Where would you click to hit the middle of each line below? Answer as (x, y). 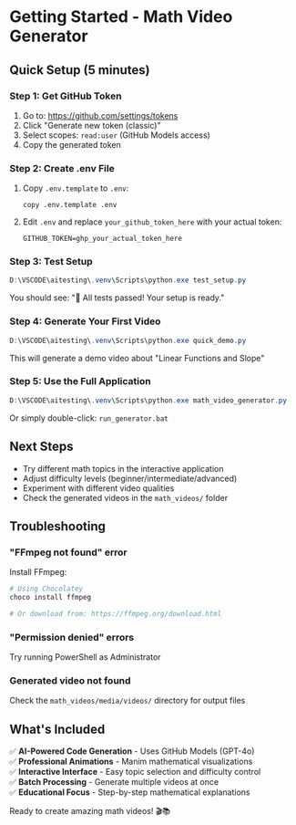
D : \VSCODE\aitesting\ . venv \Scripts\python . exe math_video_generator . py (148, 400)
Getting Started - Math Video (121, 17)
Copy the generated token (71, 144)
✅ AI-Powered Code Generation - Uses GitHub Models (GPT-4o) (132, 751)
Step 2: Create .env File (62, 168)
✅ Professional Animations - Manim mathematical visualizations (131, 762)
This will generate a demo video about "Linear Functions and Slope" (137, 358)
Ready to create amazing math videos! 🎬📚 (90, 811)
